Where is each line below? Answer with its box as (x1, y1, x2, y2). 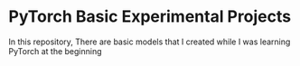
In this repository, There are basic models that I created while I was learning (8, 36, 291, 47)
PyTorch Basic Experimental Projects (8, 6, 291, 27)
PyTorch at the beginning (8, 45, 102, 56)
